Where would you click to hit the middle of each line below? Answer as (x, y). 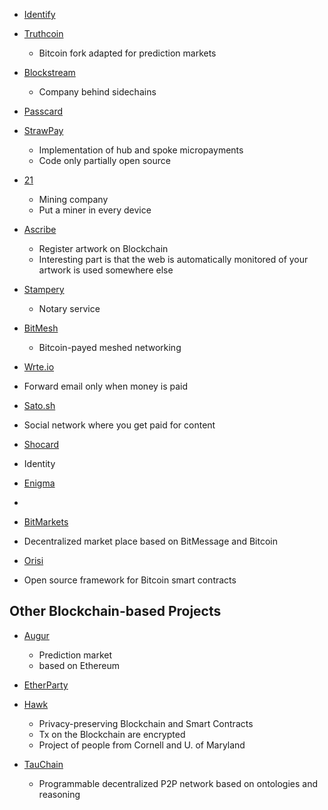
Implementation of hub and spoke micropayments (141, 150)
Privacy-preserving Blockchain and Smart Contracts (146, 723)
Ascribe (40, 229)
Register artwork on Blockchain (103, 248)
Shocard (41, 444)
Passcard (43, 111)
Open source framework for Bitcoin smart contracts (130, 580)
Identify (39, 14)
